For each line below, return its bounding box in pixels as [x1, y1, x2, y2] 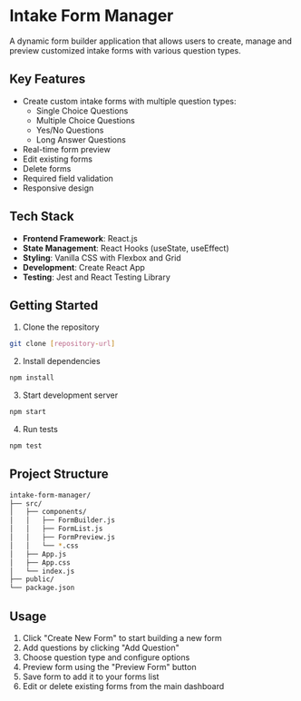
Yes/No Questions [35, 124, 104, 135]
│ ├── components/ [9, 508, 88, 517]
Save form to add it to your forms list [22, 671, 160, 682]
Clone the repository [22, 321, 100, 332]
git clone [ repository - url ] [9, 340, 116, 349]
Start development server [22, 390, 119, 400]
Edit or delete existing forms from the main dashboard [22, 681, 225, 691]
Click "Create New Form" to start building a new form [22, 633, 222, 643]
